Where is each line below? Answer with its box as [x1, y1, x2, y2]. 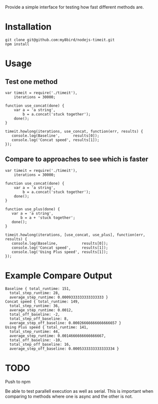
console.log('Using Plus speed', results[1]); [11, 249, 109, 254]
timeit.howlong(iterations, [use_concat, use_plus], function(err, [5, 232, 146, 237]
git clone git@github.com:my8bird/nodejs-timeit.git [5, 37, 115, 42]
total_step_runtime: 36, [9, 303, 60, 308]
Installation [5, 22, 52, 32]
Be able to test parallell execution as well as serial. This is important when [5, 388, 154, 394]
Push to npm [5, 379, 31, 384]
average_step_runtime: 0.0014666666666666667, [9, 333, 106, 338]
